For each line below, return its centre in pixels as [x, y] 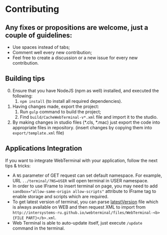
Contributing [32, 9]
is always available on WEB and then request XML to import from [79, 207]
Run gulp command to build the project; [60, 112]
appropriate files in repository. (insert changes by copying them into [82, 127]
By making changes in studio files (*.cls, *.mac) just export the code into [86, 122]
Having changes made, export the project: [56, 106]
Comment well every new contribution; [52, 52]
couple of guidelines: [39, 35]
